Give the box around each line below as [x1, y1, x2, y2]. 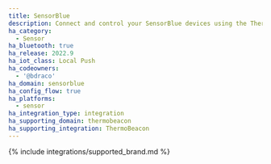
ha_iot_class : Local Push [8, 57, 95, 65]
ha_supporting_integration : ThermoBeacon [8, 124, 150, 132]
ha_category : [8, 27, 52, 35]
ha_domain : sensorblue [8, 79, 85, 87]
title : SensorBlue [8, 11, 70, 20]
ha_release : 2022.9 [8, 49, 74, 57]
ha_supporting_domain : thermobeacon [8, 117, 131, 125]
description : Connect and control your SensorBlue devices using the [8, 19, 248, 27]
